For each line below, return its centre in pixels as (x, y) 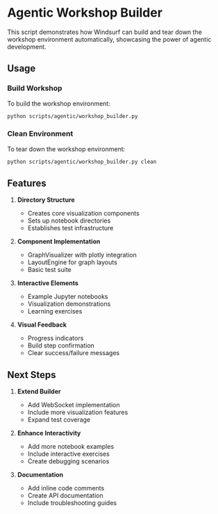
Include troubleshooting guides (72, 503)
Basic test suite (49, 270)
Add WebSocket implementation (74, 405)
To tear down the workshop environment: (66, 149)
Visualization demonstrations (69, 304)
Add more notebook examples (71, 447)
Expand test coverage (59, 420)
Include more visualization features (78, 412)
